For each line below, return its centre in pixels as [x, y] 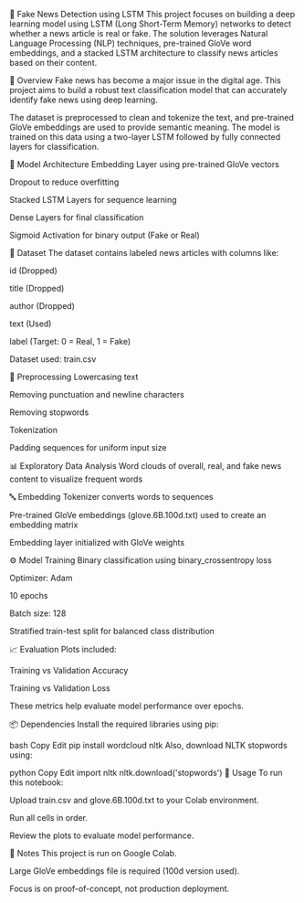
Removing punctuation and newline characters [97, 394]
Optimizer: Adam [41, 578]
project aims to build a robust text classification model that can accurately [148, 90]
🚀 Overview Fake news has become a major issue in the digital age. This [145, 80]
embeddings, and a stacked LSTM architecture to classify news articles [144, 53]
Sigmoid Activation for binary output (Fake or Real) [105, 235]
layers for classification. [54, 147]
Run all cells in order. [49, 818]
